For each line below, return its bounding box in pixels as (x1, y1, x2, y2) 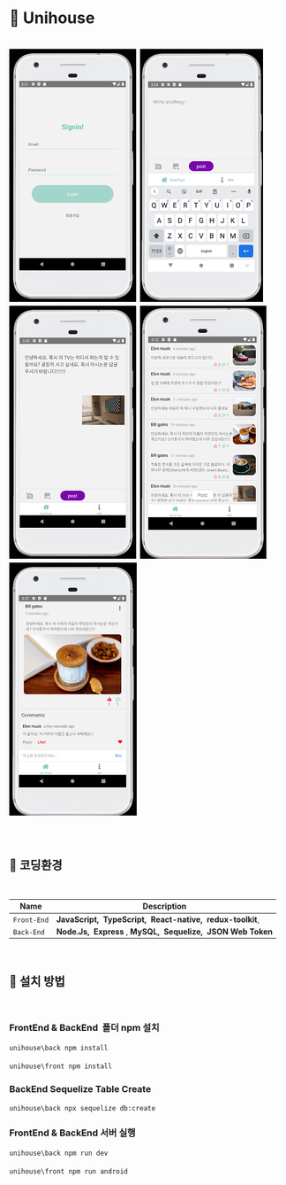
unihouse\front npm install (9, 1062, 113, 1071)
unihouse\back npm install (9, 1043, 109, 1052)
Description (142, 901, 187, 911)
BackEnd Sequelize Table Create (9, 1083, 152, 1096)
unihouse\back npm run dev (9, 1149, 109, 1158)
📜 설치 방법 (9, 973, 66, 988)
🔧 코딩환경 (9, 857, 64, 872)
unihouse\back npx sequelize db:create (9, 1104, 156, 1113)
